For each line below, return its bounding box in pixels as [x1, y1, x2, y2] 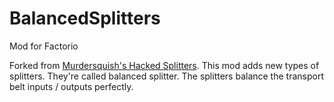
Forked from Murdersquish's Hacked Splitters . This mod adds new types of [9, 59, 320, 71]
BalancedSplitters [9, 7, 161, 30]
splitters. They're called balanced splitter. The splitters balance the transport [9, 70, 324, 82]
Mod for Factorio [9, 40, 79, 52]
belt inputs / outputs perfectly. [9, 80, 134, 92]
